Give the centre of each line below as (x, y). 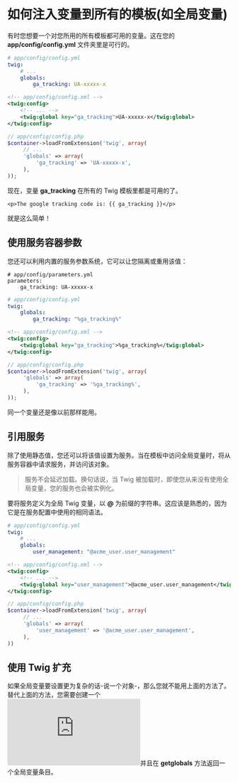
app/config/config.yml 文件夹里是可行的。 (70, 44)
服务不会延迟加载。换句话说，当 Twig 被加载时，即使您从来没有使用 (124, 479)
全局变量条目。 (35, 772)
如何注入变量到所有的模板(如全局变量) (118, 15)
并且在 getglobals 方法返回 (180, 763)
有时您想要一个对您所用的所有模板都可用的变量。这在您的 (91, 36)
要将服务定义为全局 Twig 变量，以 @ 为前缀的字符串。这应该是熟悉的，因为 (117, 503)
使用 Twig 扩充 (39, 668)
